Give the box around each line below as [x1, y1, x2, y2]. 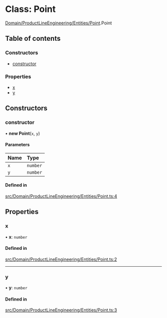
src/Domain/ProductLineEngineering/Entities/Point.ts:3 [5, 307, 117, 313]
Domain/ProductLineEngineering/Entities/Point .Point [5, 20, 112, 26]
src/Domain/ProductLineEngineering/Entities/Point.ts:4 [5, 193, 117, 200]
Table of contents [5, 34, 61, 43]
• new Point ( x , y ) [5, 130, 40, 136]
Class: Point [5, 3, 56, 15]
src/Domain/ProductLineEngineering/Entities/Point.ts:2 [5, 256, 117, 262]
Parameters [5, 142, 30, 148]
